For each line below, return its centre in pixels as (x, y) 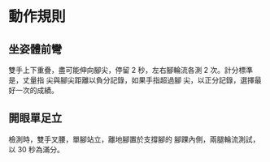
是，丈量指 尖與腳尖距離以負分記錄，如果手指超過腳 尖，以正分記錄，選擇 (131, 80)
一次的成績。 (37, 90)
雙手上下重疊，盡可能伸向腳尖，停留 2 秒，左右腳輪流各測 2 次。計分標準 (131, 70)
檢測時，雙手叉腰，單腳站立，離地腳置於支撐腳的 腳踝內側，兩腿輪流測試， (134, 139)
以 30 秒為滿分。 (37, 149)
